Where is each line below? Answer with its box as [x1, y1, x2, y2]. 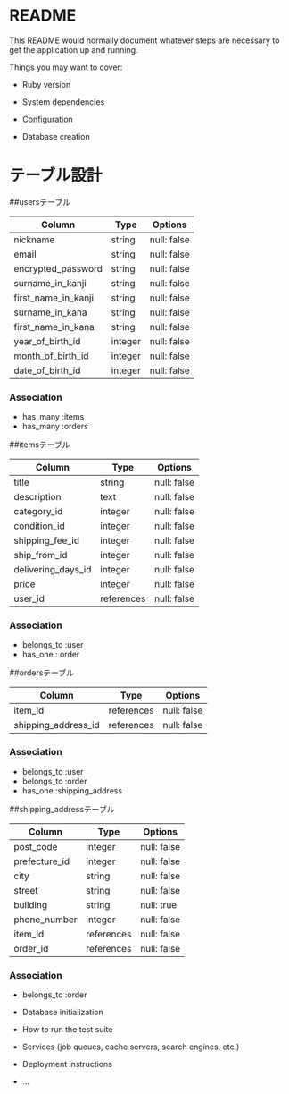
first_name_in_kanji [13, 292, 95, 304]
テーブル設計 [9, 165, 103, 186]
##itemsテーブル [9, 439, 70, 450]
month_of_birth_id [13, 350, 89, 362]
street [13, 884, 38, 896]
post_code [13, 840, 58, 852]
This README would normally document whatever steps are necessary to [9, 35, 280, 46]
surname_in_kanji [13, 276, 87, 289]
